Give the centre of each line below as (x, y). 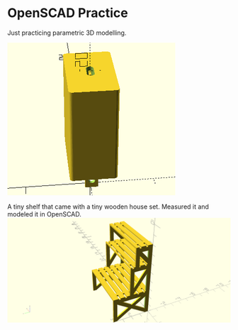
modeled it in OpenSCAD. (44, 214)
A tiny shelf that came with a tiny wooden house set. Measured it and (108, 207)
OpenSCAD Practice (68, 13)
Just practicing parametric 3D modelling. (67, 33)
